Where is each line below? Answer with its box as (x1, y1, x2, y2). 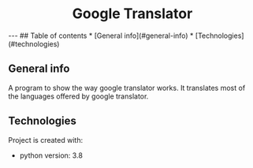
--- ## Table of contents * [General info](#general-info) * (8, 31, 194, 40)
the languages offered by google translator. (8, 91, 149, 101)
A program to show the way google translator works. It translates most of (8, 83, 246, 92)
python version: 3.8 (19, 151, 83, 160)
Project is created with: (8, 135, 84, 144)
